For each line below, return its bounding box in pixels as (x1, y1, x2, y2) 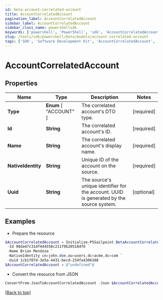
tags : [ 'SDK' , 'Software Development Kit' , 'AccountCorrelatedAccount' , (5, 39, 155, 44)
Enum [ (46, 102, 63, 109)
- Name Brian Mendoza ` (7, 249, 53, 254)
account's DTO (81, 108, 115, 115)
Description (91, 94, 119, 100)
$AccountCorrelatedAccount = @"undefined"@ (5, 262, 95, 267)
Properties (5, 79, 38, 88)
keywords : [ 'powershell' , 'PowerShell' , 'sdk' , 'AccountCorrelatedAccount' (5, 30, 162, 35)
